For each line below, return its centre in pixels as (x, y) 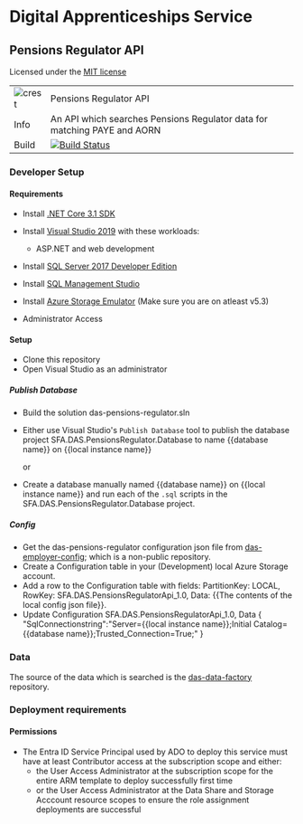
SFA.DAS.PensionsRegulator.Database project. (109, 504)
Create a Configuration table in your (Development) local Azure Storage (155, 566)
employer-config (54, 557)
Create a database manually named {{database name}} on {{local (144, 485)
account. (39, 576)
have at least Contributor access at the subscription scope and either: (152, 761)
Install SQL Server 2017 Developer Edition (100, 266)
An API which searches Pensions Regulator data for (159, 119)
